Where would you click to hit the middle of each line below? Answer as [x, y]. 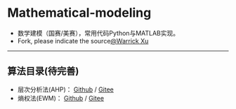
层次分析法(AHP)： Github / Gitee [66, 89]
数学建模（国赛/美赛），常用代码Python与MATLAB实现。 [98, 33]
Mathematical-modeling [79, 13]
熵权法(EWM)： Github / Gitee [60, 98]
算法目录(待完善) [43, 71]
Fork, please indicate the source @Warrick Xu [83, 41]
